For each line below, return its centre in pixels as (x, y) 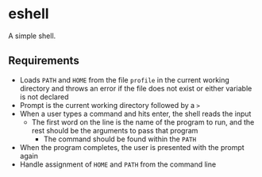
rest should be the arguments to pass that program (115, 130)
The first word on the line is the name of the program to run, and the (143, 122)
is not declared (44, 97)
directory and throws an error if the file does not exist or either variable (136, 88)
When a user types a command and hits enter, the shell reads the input (135, 114)
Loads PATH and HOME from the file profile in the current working (125, 79)
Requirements (44, 61)
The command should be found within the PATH (120, 139)
